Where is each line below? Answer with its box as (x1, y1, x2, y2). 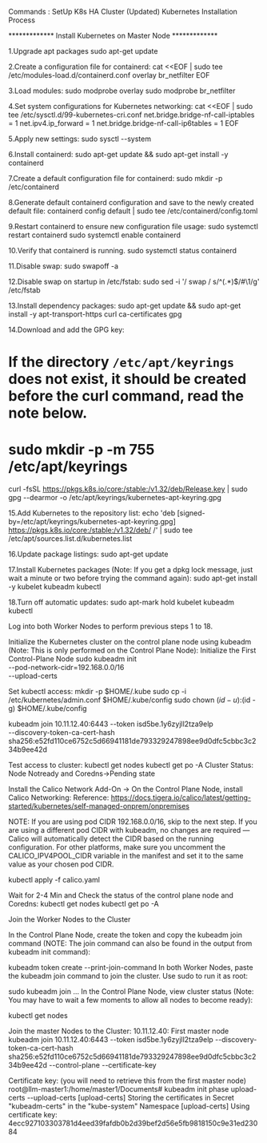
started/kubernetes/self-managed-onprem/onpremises (8, 802, 190, 811)
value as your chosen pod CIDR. (8, 859, 114, 869)
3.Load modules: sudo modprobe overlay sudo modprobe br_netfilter (8, 86, 236, 95)
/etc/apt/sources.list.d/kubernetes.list (8, 534, 133, 543)
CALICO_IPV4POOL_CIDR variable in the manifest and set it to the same (8, 851, 244, 861)
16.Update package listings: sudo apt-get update (8, 549, 169, 559)
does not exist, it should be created (8, 370, 247, 388)
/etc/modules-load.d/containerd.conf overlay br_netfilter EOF (8, 71, 210, 79)
